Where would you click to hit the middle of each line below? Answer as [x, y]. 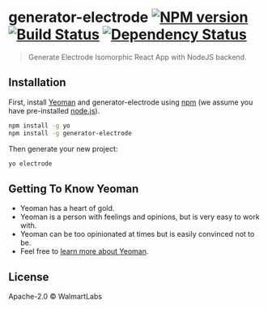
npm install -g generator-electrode [70, 133]
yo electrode [30, 163]
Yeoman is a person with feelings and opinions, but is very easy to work [140, 217]
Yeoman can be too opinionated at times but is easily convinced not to [137, 234]
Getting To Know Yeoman [74, 189]
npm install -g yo [39, 126]
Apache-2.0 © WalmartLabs [55, 296]
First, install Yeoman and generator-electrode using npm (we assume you [131, 102]
